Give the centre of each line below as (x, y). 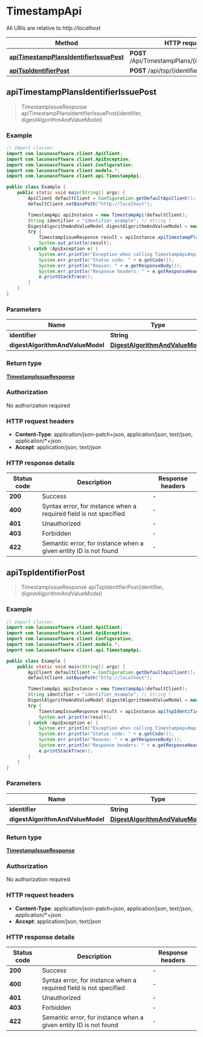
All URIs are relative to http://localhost (53, 28)
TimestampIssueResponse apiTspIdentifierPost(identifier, (92, 587)
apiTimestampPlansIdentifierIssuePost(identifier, (81, 113)
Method (67, 42)
